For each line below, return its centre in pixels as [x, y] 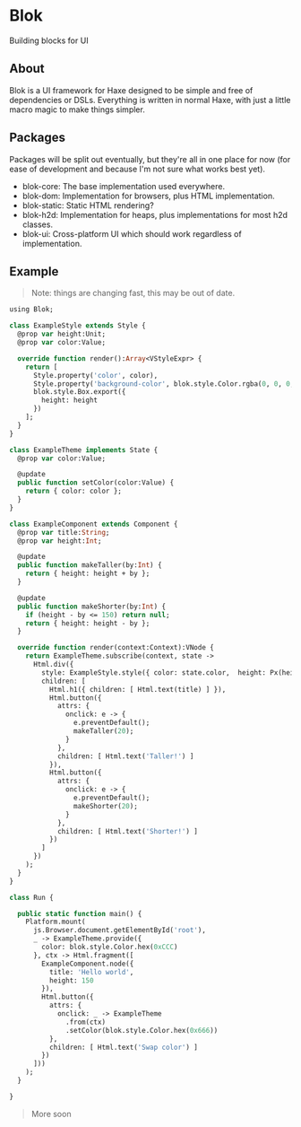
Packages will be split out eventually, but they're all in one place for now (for [150, 159]
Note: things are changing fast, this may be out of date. [133, 293]
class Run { [31, 897]
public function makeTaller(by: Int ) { [90, 565]
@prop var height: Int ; [60, 541]
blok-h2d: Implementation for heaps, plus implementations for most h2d [155, 214]
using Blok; [31, 310]
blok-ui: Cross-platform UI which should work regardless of [132, 233]
